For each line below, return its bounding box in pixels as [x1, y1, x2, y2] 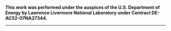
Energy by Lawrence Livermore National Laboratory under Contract [5, 10, 151, 16]
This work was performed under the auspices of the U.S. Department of [5, 5, 160, 10]
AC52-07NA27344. [5, 15, 47, 21]
